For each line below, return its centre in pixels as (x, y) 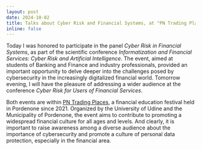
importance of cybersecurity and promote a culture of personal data (91, 134)
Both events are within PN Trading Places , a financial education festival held (100, 102)
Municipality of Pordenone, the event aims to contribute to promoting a (94, 115)
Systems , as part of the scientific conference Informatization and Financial (99, 52)
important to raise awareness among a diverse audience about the (88, 128)
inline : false (24, 29)
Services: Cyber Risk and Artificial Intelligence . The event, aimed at (90, 58)
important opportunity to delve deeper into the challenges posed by (90, 71)
